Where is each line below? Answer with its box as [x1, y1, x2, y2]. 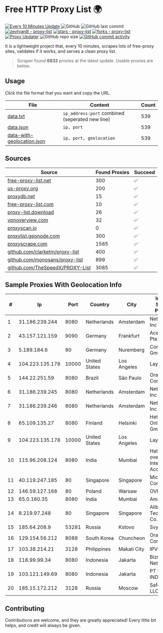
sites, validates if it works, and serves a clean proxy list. [5, 48, 116, 54]
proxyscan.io [7, 225, 37, 231]
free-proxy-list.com [7, 201, 54, 208]
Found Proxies [95, 169, 130, 175]
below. [16, 63, 31, 69]
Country [90, 301, 110, 308]
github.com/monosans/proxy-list [7, 256, 83, 263]
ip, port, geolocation [63, 135, 115, 141]
